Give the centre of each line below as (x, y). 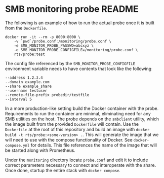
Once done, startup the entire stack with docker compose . (63, 170)
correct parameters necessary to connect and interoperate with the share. (81, 165)
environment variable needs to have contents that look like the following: (79, 69)
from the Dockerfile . (26, 28)
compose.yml (17, 145)
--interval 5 (19, 99)
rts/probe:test (30, 54)
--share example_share (28, 86)
